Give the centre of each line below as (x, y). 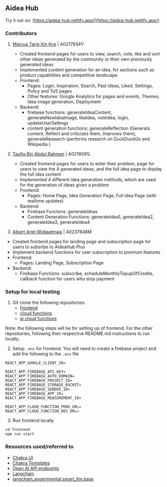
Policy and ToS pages (50, 91)
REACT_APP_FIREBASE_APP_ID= (34, 394)
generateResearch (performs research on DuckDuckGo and (88, 139)
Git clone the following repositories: (49, 303)
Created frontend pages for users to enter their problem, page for (87, 164)
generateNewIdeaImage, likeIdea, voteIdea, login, (78, 118)
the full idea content (40, 174)
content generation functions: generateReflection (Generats (89, 128)
